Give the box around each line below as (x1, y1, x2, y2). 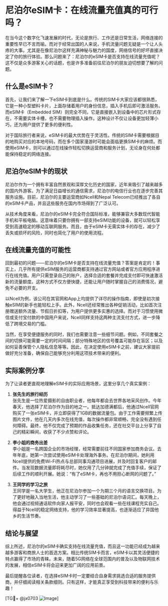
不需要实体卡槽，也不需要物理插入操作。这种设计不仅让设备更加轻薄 (13, 115, 154, 121)
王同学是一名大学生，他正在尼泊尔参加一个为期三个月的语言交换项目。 (12, 488, 157, 494)
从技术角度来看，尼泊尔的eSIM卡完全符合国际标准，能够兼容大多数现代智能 (5, 211, 160, 217)
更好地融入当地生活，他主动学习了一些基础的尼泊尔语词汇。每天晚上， (16, 494, 161, 500)
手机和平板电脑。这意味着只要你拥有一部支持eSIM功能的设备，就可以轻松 (5, 217, 156, 223)
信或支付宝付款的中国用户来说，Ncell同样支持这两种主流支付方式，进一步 (5, 315, 156, 321)
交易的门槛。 (22, 321, 49, 327)
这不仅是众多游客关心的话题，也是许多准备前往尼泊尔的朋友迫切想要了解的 (5, 60, 158, 66)
